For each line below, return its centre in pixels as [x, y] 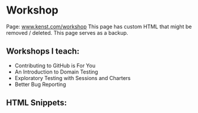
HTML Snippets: [36, 103]
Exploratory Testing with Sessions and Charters [73, 78]
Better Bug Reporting [40, 84]
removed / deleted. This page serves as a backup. [67, 32]
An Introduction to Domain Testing [56, 72]
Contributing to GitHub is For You [55, 65]
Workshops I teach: [43, 51]
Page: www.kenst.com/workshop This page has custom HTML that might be [99, 26]
